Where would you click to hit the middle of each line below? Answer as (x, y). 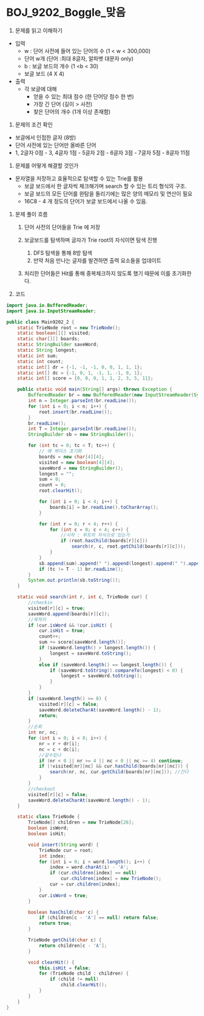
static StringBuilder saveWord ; (58, 345)
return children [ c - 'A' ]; (73, 946)
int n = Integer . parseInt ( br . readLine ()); (83, 401)
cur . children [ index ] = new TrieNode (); (111, 879)
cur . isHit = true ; (62, 631)
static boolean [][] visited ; (54, 333)
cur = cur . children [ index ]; (85, 884)
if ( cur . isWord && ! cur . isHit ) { (70, 625)
